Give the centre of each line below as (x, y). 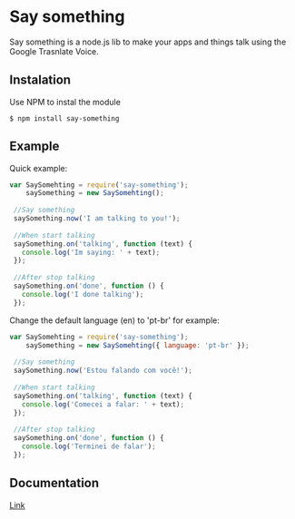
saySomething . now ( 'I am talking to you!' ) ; (97, 219)
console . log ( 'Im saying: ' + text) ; (91, 252)
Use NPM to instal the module (65, 102)
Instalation (40, 80)
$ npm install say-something (64, 118)
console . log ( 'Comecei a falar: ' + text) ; (103, 404)
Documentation (54, 483)
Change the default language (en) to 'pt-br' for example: (115, 320)
